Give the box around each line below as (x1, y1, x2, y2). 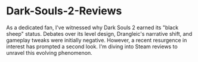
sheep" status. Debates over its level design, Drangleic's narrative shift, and (6, 30, 193, 37)
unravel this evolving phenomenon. (6, 49, 92, 56)
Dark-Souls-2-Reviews (6, 4, 122, 18)
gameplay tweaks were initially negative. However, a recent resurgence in (6, 36, 187, 44)
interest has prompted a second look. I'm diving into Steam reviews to (6, 43, 178, 50)
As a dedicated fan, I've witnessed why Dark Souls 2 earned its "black (6, 24, 179, 31)
